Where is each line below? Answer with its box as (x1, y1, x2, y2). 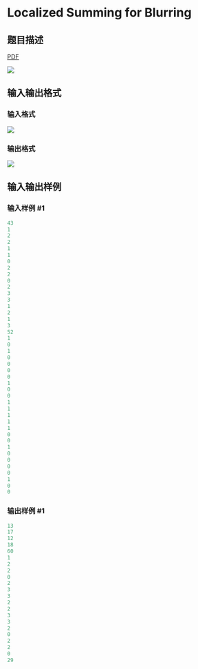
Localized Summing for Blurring (7, 5, 192, 21)
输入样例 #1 (7, 203, 45, 213)
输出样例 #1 (7, 506, 45, 516)
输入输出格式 (7, 88, 62, 99)
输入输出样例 (7, 181, 62, 193)
